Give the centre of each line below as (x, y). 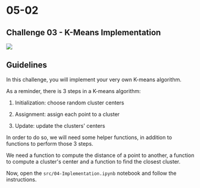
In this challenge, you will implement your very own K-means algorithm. (94, 79)
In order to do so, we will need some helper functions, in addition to (89, 137)
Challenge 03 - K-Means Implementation (84, 33)
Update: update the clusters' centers (60, 125)
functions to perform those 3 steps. (50, 143)
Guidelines (27, 65)
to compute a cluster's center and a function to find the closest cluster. (93, 161)
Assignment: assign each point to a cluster (67, 114)
